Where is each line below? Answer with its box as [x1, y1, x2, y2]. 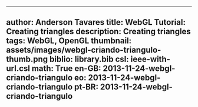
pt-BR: [74, 82, 99, 92]
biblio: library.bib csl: [49, 54, 130, 64]
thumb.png [6, 54, 48, 64]
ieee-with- [130, 54, 171, 64]
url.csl [6, 63, 31, 74]
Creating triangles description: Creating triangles [6, 27, 192, 37]
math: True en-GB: [31, 63, 101, 74]
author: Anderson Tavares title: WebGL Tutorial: [6, 17, 186, 27]
